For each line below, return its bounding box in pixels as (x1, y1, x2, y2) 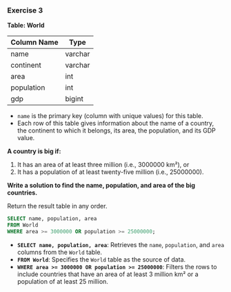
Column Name (10, 37, 59, 47)
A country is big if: (7, 147, 61, 155)
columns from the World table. (17, 248, 102, 256)
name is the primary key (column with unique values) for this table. (17, 112, 203, 120)
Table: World (7, 21, 45, 30)
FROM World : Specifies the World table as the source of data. (17, 255, 186, 264)
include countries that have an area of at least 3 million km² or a (17, 270, 199, 278)
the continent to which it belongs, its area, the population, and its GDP (17, 126, 216, 135)
